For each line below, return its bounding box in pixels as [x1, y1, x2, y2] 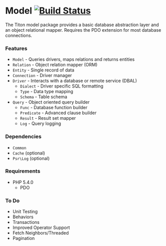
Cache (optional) [12, 150, 45, 156]
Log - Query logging [20, 121, 61, 127]
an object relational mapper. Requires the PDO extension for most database [5, 27, 161, 33]
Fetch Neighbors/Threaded [12, 230, 69, 236]
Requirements [5, 168, 41, 175]
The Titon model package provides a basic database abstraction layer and [5, 22, 159, 28]
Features [5, 45, 28, 52]
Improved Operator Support [12, 224, 70, 231]
